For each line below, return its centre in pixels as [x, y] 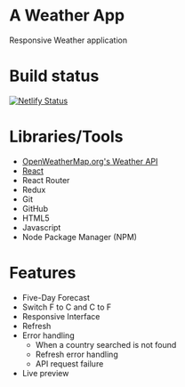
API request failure [69, 363]
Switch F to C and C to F [67, 307]
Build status [54, 76]
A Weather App [67, 16]
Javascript [41, 227]
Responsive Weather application [68, 40]
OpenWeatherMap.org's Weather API [90, 161]
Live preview [45, 373]
